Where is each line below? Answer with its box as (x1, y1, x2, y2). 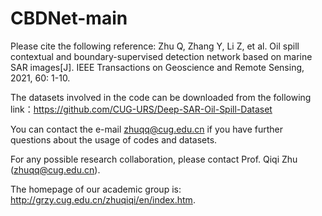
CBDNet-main (10, 7, 128, 30)
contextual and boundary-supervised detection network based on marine (10, 50, 313, 62)
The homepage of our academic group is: (10, 183, 182, 195)
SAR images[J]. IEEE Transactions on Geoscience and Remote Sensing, (10, 61, 305, 73)
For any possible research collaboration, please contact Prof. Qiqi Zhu (10, 153, 298, 165)
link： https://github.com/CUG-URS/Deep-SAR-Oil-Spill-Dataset (10, 103, 273, 115)
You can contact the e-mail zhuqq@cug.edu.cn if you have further (10, 123, 284, 135)
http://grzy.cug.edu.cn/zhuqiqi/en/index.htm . (10, 193, 196, 206)
